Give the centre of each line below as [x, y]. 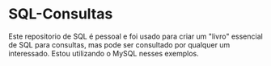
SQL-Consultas [61, 14]
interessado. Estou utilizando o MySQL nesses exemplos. [104, 53]
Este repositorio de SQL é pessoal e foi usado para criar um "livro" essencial [135, 36]
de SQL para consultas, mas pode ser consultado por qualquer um [119, 44]
